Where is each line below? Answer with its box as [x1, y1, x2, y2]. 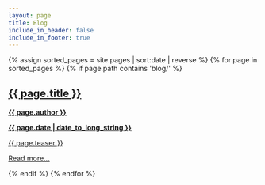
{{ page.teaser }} [8, 138, 63, 148]
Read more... [8, 153, 50, 163]
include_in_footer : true [8, 33, 90, 42]
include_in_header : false [8, 26, 94, 34]
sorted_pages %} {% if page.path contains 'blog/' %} [8, 64, 182, 74]
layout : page [8, 11, 52, 20]
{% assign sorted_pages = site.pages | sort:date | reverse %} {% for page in [8, 55, 258, 65]
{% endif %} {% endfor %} [8, 169, 96, 179]
